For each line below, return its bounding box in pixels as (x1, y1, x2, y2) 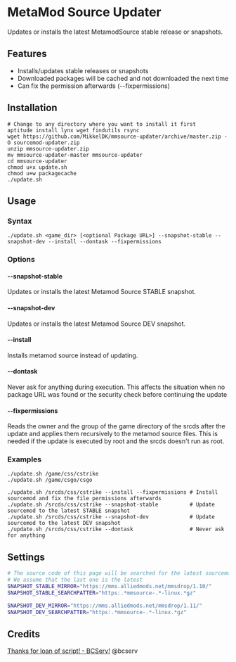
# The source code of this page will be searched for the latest (7, 570, 202, 577)
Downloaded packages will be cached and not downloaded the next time (17, 74, 229, 82)
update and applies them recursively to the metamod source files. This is (7, 430, 218, 438)
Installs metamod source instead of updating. (7, 351, 138, 359)
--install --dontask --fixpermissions (48, 238, 162, 246)
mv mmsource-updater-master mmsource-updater (7, 151, 143, 158)
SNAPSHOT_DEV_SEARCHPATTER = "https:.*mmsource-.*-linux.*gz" (7, 609, 188, 616)
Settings (7, 551, 46, 563)
